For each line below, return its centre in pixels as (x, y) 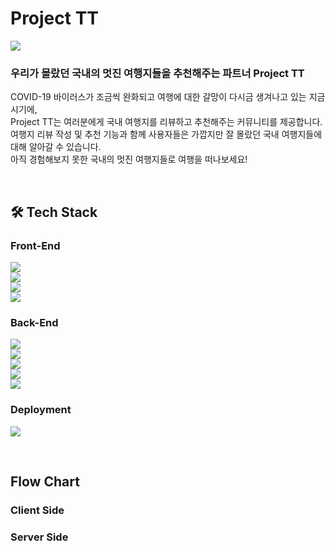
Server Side (39, 537)
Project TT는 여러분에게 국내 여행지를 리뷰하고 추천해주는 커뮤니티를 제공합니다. (166, 122)
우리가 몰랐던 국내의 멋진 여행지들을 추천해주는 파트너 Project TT (157, 73)
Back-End (34, 322)
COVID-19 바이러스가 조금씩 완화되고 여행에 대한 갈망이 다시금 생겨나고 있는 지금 (168, 97)
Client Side (37, 510)
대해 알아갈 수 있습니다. (56, 147)
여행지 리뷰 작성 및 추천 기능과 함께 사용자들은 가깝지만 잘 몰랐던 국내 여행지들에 (166, 134)
